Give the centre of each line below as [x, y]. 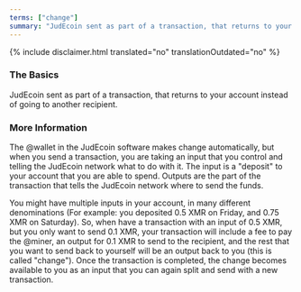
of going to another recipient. [64, 104]
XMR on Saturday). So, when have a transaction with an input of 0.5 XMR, [146, 223]
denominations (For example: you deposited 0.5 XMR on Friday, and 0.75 [144, 213]
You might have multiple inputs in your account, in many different [130, 203]
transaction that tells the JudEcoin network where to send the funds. [137, 186]
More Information [48, 127]
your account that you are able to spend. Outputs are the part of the [135, 176]
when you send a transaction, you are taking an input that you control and [146, 157]
